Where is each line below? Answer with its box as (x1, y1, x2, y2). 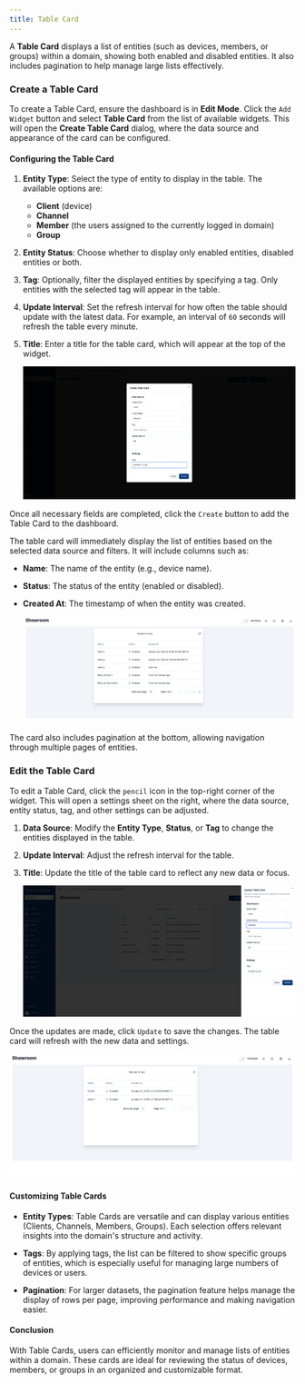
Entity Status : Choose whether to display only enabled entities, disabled (22, 247, 294, 258)
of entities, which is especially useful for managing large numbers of (22, 1257, 280, 1268)
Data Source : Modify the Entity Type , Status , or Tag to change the (22, 822, 274, 833)
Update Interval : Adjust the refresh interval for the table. (22, 850, 234, 861)
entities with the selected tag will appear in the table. (22, 284, 221, 295)
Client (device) (35, 201, 93, 212)
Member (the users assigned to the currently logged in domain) (35, 220, 275, 231)
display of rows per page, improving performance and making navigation (22, 1294, 296, 1305)
